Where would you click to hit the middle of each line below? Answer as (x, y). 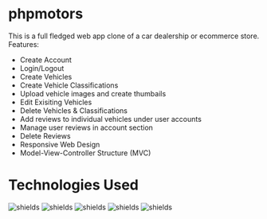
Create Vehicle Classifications (69, 85)
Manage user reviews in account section (86, 127)
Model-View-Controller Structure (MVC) (85, 153)
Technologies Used (74, 185)
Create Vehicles (46, 76)
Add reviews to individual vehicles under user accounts (110, 119)
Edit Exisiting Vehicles (56, 102)
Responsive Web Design (60, 144)
